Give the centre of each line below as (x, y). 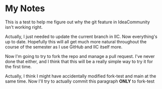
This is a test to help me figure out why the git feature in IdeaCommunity (77, 22)
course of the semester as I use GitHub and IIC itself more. (64, 47)
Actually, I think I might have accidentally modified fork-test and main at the (81, 76)
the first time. (18, 67)
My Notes (25, 9)
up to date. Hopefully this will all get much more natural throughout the (76, 41)
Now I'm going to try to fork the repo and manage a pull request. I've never (80, 56)
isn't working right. (24, 27)
